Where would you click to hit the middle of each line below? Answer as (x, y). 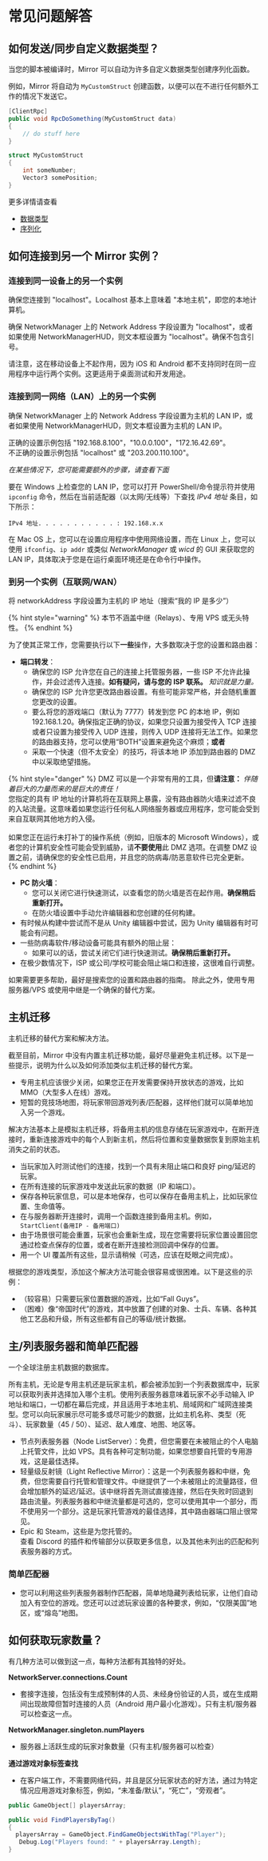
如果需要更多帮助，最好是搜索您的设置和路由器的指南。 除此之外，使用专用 (132, 980)
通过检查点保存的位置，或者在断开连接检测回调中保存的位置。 (121, 1244)
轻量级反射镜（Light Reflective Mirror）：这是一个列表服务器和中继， (132, 1471)
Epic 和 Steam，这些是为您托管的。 (78, 1531)
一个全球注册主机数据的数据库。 (61, 1367)
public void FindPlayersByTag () (62, 1820)
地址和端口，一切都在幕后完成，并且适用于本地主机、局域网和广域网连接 (127, 1404)
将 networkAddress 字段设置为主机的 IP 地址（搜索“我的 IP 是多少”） (121, 601)
